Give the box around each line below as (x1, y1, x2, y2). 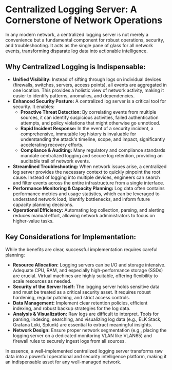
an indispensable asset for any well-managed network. (5, 359, 122, 365)
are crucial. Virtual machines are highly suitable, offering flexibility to (12, 273, 158, 279)
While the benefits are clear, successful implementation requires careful (5, 246, 158, 252)
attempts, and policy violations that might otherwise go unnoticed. (20, 119, 161, 126)
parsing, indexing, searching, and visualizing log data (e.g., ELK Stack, (12, 316, 162, 322)
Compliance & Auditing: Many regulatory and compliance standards (20, 147, 166, 153)
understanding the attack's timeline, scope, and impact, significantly (20, 136, 165, 142)
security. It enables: (12, 104, 55, 110)
